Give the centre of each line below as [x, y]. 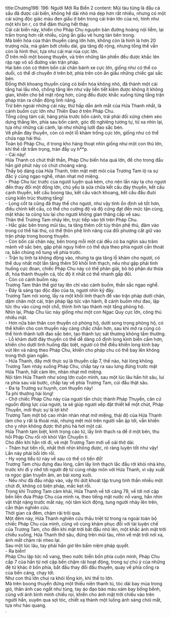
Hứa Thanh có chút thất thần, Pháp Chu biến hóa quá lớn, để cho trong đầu [84, 160]
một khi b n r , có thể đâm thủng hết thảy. [47, 24]
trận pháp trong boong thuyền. [38, 236]
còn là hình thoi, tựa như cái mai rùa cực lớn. [52, 51]
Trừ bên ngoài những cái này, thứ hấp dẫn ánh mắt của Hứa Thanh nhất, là [83, 106]
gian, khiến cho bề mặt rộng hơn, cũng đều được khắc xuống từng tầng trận [85, 95]
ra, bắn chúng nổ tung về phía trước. [44, 252]
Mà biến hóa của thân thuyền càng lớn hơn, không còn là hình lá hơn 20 [81, 40]
